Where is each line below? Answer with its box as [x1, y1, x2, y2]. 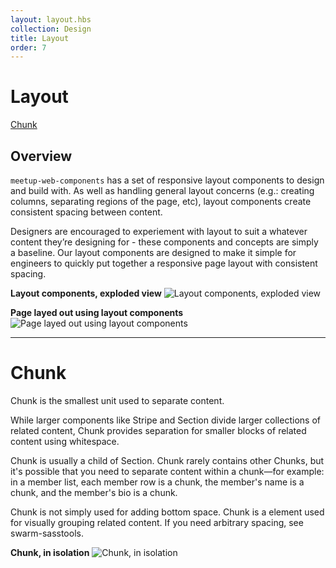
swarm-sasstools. [10, 527, 84, 539]
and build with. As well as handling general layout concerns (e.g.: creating [10, 185, 315, 196]
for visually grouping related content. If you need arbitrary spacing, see [10, 516, 304, 528]
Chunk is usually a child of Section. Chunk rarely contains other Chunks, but [10, 454, 325, 466]
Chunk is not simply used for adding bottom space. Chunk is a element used [10, 506, 325, 518]
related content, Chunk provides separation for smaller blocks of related [10, 424, 307, 436]
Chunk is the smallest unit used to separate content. [10, 394, 225, 406]
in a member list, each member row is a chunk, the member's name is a [10, 476, 305, 488]
